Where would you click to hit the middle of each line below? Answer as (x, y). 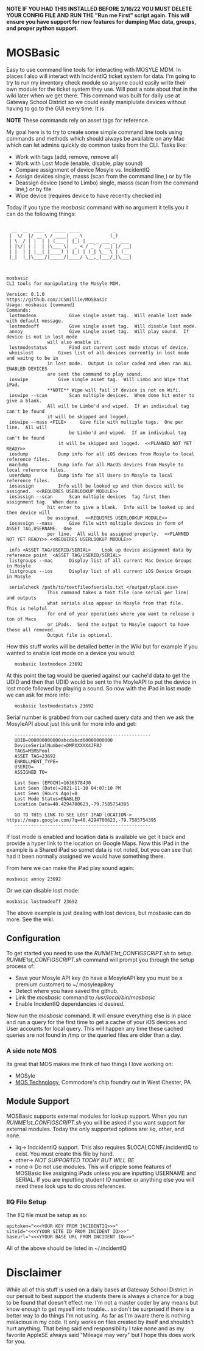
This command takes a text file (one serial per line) (118, 592)
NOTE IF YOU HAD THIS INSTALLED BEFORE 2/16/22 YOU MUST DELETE (99, 9)
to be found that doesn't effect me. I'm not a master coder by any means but (102, 1303)
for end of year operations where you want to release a (121, 614)
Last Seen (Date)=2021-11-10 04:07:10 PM (68, 788)
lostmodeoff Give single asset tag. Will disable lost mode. (103, 326)
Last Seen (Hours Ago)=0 (46, 793)
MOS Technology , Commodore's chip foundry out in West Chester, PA (103, 1083)
